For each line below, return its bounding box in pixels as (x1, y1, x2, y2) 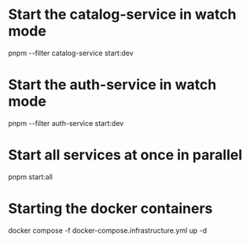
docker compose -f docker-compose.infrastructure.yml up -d (8, 226, 208, 235)
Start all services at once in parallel (8, 146, 242, 164)
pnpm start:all (8, 171, 53, 182)
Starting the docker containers (8, 200, 213, 217)
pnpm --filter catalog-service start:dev (8, 48, 134, 57)
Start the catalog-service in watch (8, 6, 237, 24)
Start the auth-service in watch (8, 76, 217, 94)
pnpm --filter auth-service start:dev (8, 118, 124, 127)
